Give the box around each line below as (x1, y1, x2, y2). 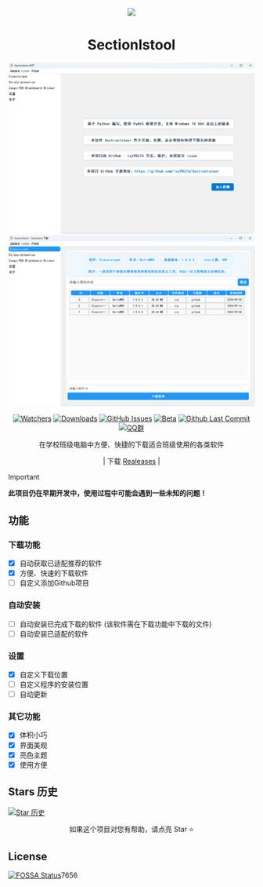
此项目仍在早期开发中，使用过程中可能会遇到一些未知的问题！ (8, 488, 207, 498)
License (8, 849, 48, 863)
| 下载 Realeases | (103, 457, 160, 466)
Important (8, 473, 40, 482)
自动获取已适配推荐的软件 (19, 559, 103, 568)
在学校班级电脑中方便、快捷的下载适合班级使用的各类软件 (38, 440, 225, 450)
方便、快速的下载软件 (19, 568, 88, 578)
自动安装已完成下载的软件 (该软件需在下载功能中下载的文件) (19, 619, 212, 629)
